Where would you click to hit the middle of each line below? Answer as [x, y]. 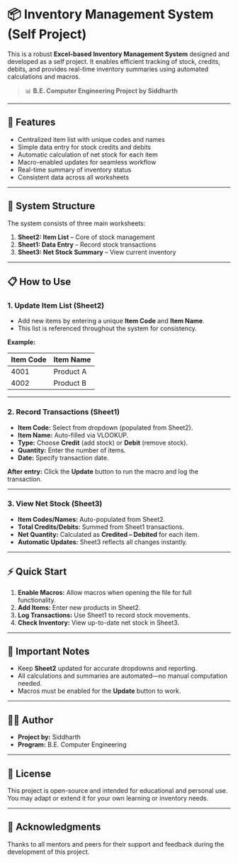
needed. [30, 684]
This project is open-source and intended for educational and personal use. [118, 791]
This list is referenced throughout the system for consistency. [107, 328]
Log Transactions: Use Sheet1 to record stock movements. [104, 615]
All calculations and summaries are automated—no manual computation [123, 676]
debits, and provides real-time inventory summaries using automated [108, 69]
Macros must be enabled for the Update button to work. [99, 691]
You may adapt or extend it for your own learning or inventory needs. [108, 798]
